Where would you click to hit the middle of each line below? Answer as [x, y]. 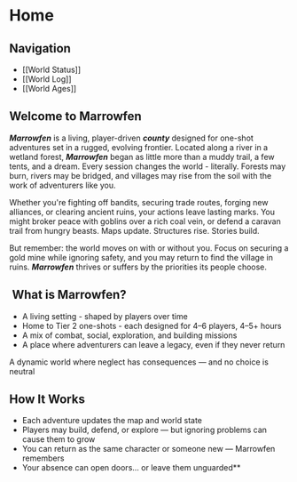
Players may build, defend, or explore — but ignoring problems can [145, 430]
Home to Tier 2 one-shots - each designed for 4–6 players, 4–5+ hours [152, 325]
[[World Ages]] [49, 88]
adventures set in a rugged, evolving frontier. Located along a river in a [139, 147]
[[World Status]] [51, 69]
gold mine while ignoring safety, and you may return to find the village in [141, 257]
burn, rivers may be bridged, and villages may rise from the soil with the [141, 175]
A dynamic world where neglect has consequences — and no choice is [139, 362]
